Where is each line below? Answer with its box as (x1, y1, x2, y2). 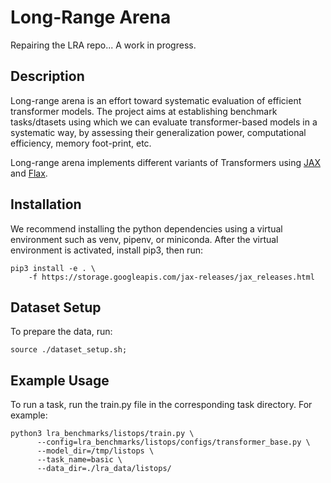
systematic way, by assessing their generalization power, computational (10, 126, 307, 138)
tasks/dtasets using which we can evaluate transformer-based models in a (10, 116, 318, 128)
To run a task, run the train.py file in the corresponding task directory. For (10, 399, 313, 411)
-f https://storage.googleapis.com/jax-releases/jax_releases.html (28, 272, 315, 282)
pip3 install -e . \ (10, 263, 97, 273)
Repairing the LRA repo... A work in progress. (10, 39, 197, 51)
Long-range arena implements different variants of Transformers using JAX (10, 156, 321, 168)
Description (10, 68, 85, 85)
